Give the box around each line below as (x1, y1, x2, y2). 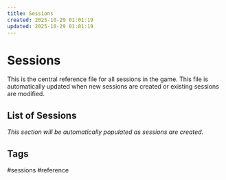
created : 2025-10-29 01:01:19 (7, 16, 94, 23)
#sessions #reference (7, 166, 69, 174)
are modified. (7, 90, 45, 98)
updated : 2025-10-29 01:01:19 (7, 23, 94, 30)
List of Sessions (7, 109, 77, 121)
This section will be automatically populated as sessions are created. (7, 128, 204, 136)
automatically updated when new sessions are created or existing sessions (7, 82, 220, 91)
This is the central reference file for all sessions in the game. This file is (7, 75, 208, 83)
